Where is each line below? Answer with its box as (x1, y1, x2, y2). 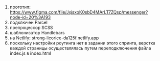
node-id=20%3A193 (9, 15, 51, 20)
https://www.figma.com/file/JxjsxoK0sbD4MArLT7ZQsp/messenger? (9, 9, 148, 15)
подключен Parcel (9, 19, 48, 25)
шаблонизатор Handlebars (9, 30, 65, 35)
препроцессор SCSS (9, 25, 53, 30)
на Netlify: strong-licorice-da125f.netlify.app (9, 35, 99, 41)
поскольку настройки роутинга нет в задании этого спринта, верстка (9, 40, 156, 46)
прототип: (9, 4, 31, 10)
